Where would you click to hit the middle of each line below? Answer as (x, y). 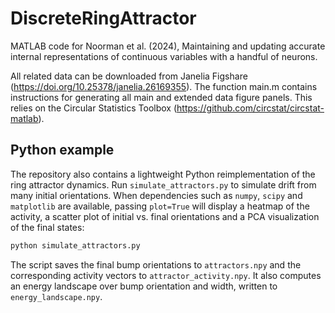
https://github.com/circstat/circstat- (250, 108)
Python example (62, 150)
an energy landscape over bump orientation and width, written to (144, 286)
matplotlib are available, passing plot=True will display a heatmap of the (160, 206)
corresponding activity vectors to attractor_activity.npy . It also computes (166, 275)
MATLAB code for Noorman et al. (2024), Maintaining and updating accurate (168, 46)
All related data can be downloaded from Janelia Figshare (129, 76)
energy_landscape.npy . (56, 296)
